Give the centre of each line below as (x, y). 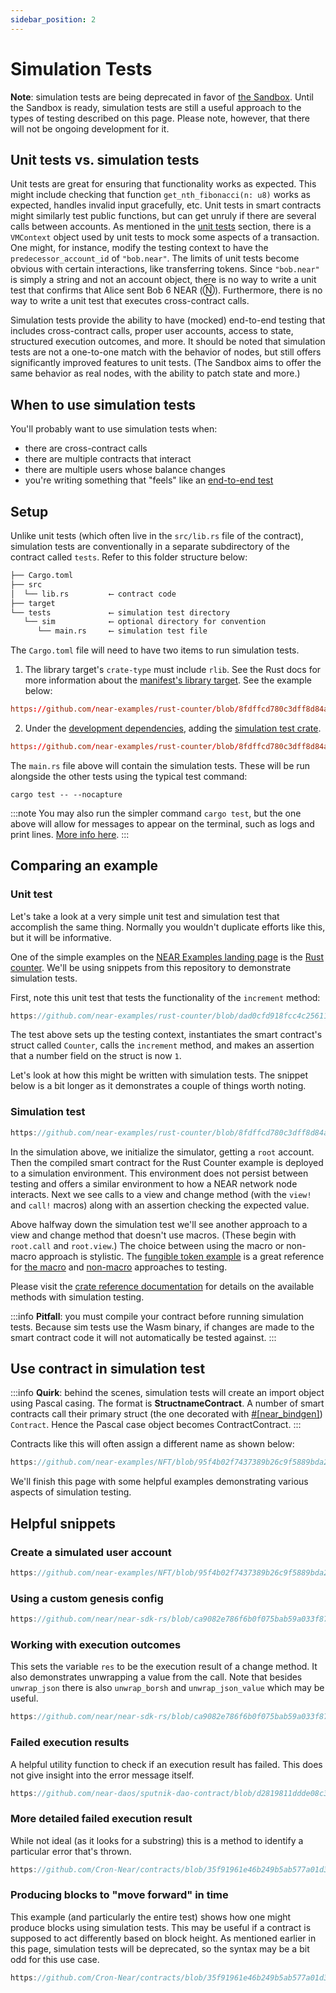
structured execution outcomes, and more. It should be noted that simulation (168, 342)
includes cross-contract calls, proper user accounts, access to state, (152, 331)
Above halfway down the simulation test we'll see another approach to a (159, 1224)
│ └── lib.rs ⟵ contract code (93, 594)
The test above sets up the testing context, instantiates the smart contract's (166, 1035)
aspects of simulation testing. (71, 1492)
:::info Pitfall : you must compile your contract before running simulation (157, 1316)
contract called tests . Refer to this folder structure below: (129, 557)
